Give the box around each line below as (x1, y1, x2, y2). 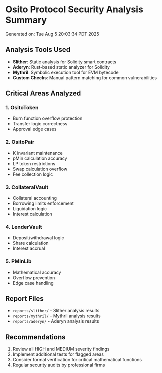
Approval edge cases (12, 126, 57, 132)
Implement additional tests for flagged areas (12, 351, 104, 357)
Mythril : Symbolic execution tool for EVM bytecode (12, 69, 119, 75)
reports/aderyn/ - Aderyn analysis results (12, 318, 99, 324)
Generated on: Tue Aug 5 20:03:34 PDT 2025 (5, 31, 99, 37)
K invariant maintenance (12, 150, 63, 156)
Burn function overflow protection (12, 115, 83, 121)
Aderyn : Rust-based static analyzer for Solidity (12, 64, 110, 70)
